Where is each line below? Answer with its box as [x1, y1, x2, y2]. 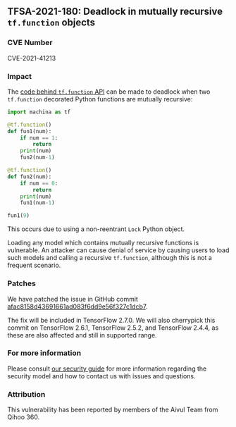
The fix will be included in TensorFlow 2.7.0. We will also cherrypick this [7, 316, 216, 324]
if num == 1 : [20, 134, 58, 142]
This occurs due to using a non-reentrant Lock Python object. [7, 225, 185, 233]
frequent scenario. [7, 261, 61, 270]
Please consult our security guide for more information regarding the [7, 364, 207, 373]
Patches [7, 278, 37, 288]
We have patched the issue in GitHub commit [7, 295, 139, 303]
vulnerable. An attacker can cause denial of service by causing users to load [7, 246, 230, 254]
